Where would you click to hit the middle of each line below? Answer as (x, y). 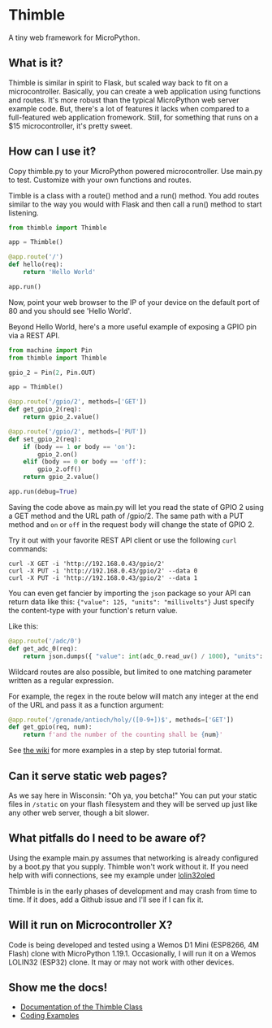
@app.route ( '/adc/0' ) (45, 641)
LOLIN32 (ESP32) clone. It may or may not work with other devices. (121, 962)
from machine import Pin (50, 350)
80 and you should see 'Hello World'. (70, 311)
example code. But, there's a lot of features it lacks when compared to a (129, 108)
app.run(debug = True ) (43, 492)
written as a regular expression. (61, 680)
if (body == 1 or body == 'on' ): (80, 446)
